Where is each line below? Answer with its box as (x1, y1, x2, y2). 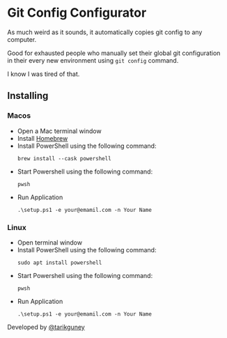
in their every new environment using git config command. (7, 56, 179, 64)
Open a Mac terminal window (17, 127, 102, 135)
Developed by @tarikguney (7, 323, 85, 331)
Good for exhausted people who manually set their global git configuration (7, 49, 221, 57)
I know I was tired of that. (7, 70, 80, 78)
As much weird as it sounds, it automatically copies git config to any (7, 28, 203, 36)
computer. (7, 35, 37, 43)
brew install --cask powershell (17, 155, 111, 162)
